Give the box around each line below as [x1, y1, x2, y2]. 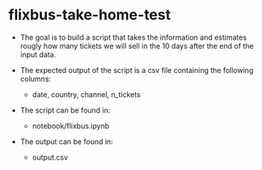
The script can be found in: [19, 105, 111, 115]
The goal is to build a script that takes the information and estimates [19, 32, 247, 42]
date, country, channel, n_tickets [32, 89, 142, 99]
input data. [19, 49, 57, 59]
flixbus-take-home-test [8, 6, 171, 24]
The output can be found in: [19, 136, 113, 147]
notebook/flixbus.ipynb [32, 121, 110, 130]
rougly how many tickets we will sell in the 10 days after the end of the [19, 40, 254, 50]
